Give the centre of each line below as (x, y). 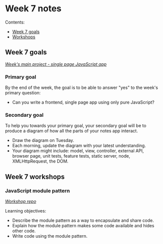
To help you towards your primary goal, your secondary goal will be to (76, 126)
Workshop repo (21, 201)
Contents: (15, 22)
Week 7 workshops (35, 176)
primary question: (23, 93)
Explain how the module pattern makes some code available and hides (83, 226)
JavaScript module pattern (37, 190)
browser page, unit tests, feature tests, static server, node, (71, 156)
